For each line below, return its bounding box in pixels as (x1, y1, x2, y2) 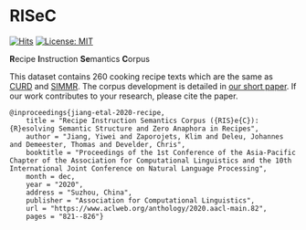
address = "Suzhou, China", (26, 188, 132, 197)
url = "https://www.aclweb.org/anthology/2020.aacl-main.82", (26, 204, 268, 213)
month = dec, (26, 172, 76, 181)
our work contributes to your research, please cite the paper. (9, 90, 238, 101)
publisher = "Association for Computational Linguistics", (26, 195, 256, 205)
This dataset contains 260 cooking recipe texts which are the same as (9, 70, 274, 82)
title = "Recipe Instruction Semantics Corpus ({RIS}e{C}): (26, 116, 259, 125)
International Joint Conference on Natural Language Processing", (9, 163, 268, 173)
